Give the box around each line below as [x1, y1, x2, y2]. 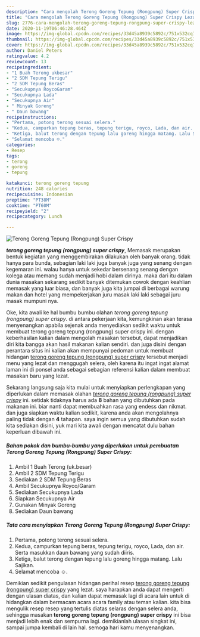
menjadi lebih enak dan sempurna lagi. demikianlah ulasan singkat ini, [6, 618, 177, 625]
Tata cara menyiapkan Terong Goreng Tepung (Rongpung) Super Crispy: [6, 521, 190, 528]
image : [6, 31, 23, 37]
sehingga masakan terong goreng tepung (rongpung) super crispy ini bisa [6, 611, 191, 619]
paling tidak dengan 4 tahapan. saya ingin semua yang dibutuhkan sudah [6, 416, 186, 423]
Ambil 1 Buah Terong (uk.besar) [14, 463, 92, 471]
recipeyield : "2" [6, 208, 49, 214]
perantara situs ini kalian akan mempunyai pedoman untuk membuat [6, 347, 174, 354]
